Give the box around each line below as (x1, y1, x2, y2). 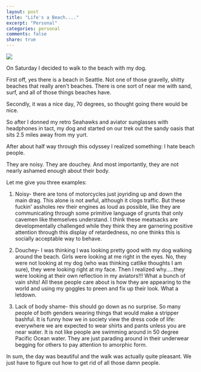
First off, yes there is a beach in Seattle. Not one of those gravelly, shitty (6, 76, 185, 83)
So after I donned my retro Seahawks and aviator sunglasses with (6, 118, 169, 125)
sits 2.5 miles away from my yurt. (6, 131, 88, 138)
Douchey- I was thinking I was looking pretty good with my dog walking (14, 247, 192, 254)
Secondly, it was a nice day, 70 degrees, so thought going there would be (6, 100, 188, 107)
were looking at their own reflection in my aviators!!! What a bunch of (14, 272, 186, 279)
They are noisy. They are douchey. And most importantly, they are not (6, 161, 179, 168)
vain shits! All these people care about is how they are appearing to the (14, 278, 191, 286)
